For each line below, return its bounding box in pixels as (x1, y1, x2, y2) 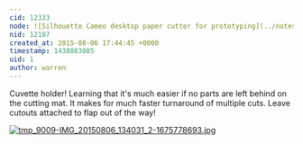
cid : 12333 (9, 13, 50, 22)
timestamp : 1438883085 (9, 47, 95, 56)
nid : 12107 (9, 30, 50, 39)
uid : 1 (9, 55, 34, 64)
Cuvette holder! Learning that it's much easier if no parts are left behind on (9, 87, 287, 99)
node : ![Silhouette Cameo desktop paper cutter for (9, 22, 207, 31)
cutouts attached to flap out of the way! (9, 107, 156, 118)
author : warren (9, 64, 67, 73)
